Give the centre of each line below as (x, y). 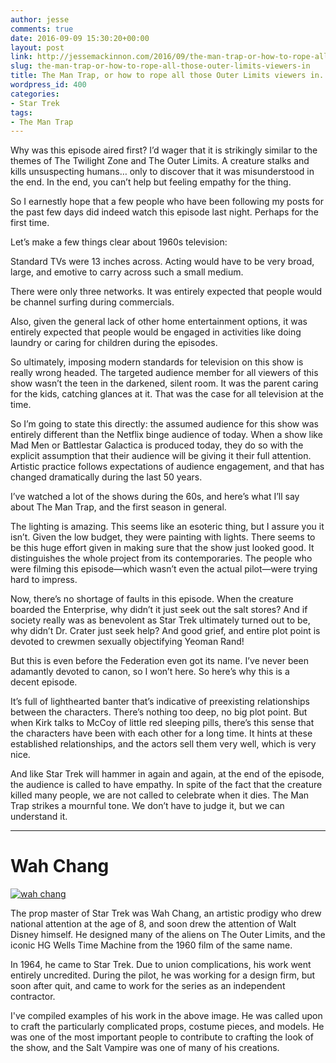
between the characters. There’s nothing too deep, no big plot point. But (159, 712)
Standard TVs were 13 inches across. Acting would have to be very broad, (162, 262)
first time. (30, 223)
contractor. (33, 997)
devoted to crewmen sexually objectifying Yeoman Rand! (127, 642)
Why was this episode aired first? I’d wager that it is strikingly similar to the (164, 150)
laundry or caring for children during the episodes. (114, 343)
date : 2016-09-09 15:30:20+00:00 (80, 38)
